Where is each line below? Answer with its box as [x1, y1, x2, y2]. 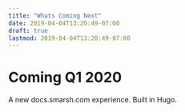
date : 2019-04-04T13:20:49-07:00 [8, 19, 120, 27]
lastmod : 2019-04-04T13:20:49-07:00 [8, 34, 131, 42]
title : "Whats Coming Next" [8, 11, 103, 20]
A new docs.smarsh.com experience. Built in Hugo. [8, 95, 178, 105]
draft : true [8, 26, 48, 34]
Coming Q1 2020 [8, 69, 123, 86]
